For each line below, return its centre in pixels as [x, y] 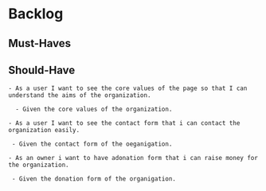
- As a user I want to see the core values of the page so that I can [128, 88]
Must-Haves [40, 43]
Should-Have [42, 70]
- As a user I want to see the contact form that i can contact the [124, 123]
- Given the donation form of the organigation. [94, 179]
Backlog [36, 14]
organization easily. [44, 131]
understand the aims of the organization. [80, 95]
